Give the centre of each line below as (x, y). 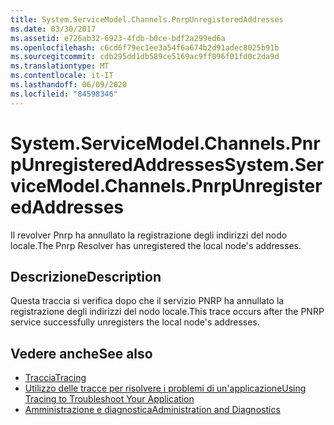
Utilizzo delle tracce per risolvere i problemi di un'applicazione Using (165, 388)
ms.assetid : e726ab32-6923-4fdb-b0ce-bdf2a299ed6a (118, 38)
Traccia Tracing (55, 378)
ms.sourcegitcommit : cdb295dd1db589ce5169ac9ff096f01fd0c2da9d (145, 57)
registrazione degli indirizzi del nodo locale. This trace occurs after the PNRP (167, 312)
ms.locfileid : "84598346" (64, 94)
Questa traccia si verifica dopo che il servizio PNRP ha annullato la (147, 301)
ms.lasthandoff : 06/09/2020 (69, 85)
